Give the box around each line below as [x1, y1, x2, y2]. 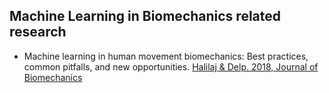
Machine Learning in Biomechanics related [9, 8, 282, 25]
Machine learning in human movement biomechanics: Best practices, [23, 50, 309, 62]
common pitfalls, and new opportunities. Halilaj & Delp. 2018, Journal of [23, 60, 319, 73]
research [9, 24, 67, 41]
